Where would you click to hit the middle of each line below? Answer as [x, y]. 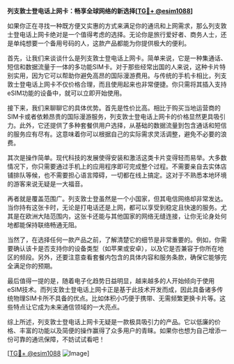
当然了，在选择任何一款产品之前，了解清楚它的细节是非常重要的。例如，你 [114, 240]
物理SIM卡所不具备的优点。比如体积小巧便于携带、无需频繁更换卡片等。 [116, 298]
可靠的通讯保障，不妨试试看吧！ [59, 339]
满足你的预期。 [34, 266]
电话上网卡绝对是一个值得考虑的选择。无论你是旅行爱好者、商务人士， [120, 35]
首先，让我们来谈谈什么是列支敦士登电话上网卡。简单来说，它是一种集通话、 [117, 58]
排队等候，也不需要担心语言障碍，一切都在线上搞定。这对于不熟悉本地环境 [120, 175]
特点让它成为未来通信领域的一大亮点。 [68, 307]
